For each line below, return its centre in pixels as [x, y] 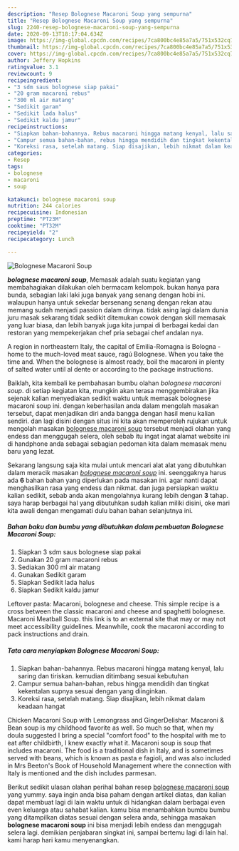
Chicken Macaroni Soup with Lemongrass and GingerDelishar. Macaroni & [116, 720]
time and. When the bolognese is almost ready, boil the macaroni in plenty [116, 362]
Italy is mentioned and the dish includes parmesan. [82, 773]
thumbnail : [23, 47]
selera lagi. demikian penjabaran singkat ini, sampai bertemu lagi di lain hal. [118, 832]
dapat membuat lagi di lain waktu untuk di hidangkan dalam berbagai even [116, 802]
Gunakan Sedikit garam [52, 575]
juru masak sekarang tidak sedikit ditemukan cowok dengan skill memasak [117, 317]
